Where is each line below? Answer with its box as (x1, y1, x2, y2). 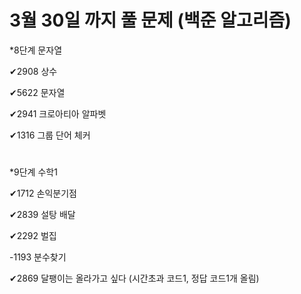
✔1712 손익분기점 (9, 187, 77, 200)
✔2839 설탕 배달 (9, 209, 76, 221)
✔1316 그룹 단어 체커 (9, 129, 91, 141)
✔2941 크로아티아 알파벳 (9, 107, 107, 120)
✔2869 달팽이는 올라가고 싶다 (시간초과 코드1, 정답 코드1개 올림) (9, 272, 260, 285)
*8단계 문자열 (9, 44, 63, 56)
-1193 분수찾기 (9, 251, 67, 263)
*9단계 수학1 (9, 166, 58, 178)
